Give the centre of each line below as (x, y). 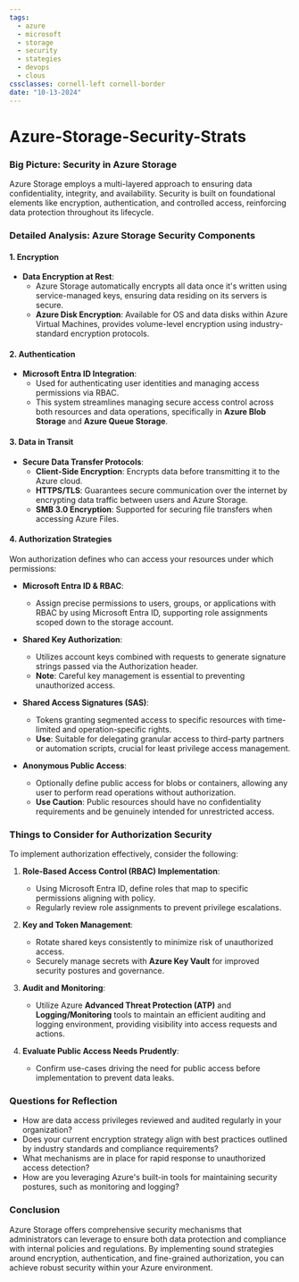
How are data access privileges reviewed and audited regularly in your (152, 1120)
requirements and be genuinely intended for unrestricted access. (155, 811)
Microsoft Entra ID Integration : (79, 374)
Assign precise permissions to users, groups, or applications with (156, 603)
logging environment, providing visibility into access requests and (156, 1025)
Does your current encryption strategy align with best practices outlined (154, 1139)
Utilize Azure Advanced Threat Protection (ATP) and (133, 1005)
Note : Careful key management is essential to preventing (140, 675)
